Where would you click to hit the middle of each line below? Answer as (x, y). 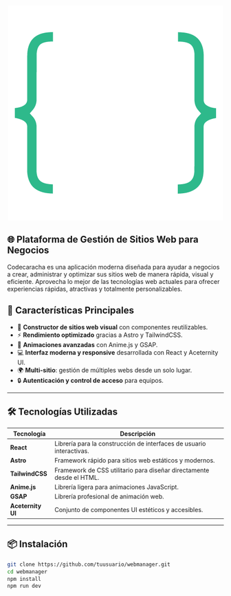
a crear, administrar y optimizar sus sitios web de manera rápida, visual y (110, 274)
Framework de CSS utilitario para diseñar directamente (132, 470)
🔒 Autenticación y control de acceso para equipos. (90, 380)
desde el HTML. (77, 477)
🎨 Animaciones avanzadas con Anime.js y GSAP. (87, 344)
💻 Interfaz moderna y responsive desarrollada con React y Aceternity (118, 352)
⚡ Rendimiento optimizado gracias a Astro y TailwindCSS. (100, 335)
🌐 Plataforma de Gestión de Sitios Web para (103, 240)
